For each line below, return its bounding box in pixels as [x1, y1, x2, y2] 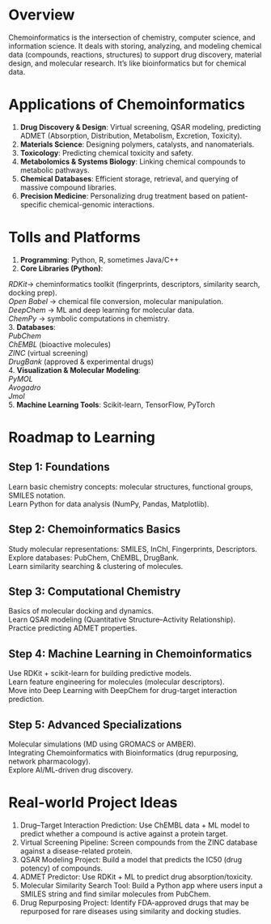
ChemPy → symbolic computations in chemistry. [8, 314, 170, 323]
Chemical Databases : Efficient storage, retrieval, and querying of [19, 173, 239, 183]
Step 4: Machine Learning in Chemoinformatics [8, 647, 252, 661]
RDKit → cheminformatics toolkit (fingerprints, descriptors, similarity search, [8, 279, 260, 289]
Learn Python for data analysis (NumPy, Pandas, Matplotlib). [8, 498, 210, 508]
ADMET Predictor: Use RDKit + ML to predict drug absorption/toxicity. [19, 872, 253, 881]
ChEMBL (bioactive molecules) [8, 339, 112, 349]
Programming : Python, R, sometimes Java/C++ [19, 255, 180, 264]
